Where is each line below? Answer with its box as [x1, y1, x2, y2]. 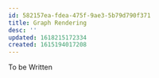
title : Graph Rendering [8, 19, 87, 27]
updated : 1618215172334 [8, 33, 87, 42]
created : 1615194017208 [8, 41, 87, 49]
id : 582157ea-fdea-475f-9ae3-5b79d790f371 [8, 11, 151, 20]
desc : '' [8, 26, 37, 34]
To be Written [8, 62, 53, 72]
